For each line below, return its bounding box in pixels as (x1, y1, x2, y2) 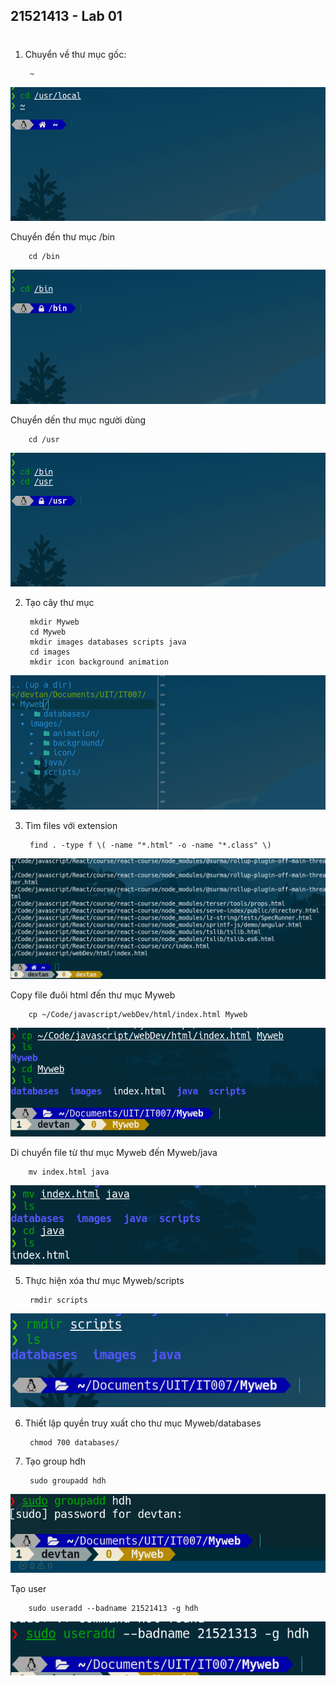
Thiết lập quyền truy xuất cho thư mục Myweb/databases (24, 1417, 262, 1429)
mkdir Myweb (29, 617, 80, 628)
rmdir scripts (29, 1295, 89, 1305)
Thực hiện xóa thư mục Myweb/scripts (24, 1274, 185, 1286)
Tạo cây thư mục (24, 597, 95, 609)
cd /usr (28, 434, 60, 444)
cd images (29, 647, 71, 658)
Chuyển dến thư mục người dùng (10, 414, 147, 426)
